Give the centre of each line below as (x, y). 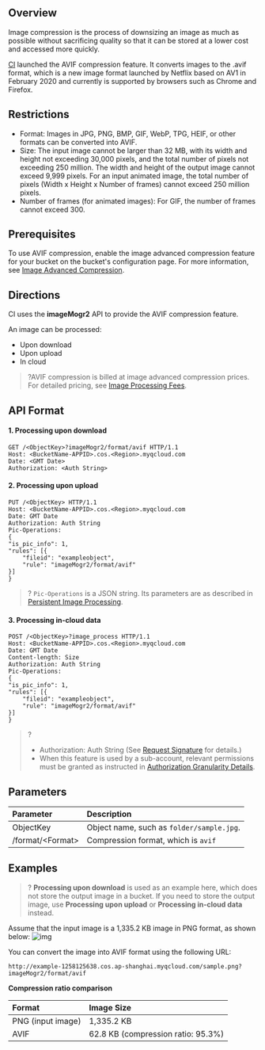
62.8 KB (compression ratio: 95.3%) (157, 1033)
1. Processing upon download (58, 430)
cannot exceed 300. (52, 209)
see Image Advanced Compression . (66, 270)
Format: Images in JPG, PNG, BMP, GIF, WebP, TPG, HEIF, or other (128, 133)
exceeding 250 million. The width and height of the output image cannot (137, 167)
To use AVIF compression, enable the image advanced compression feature (132, 254)
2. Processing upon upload (53, 486)
